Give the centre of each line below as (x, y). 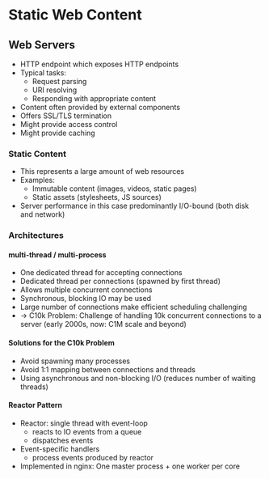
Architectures (36, 235)
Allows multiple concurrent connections (86, 290)
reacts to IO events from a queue (87, 431)
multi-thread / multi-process (57, 254)
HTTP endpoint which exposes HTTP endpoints (99, 64)
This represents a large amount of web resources (102, 172)
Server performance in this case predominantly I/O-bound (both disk (134, 206)
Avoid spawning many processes (75, 361)
